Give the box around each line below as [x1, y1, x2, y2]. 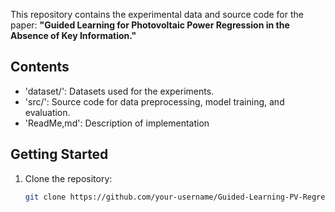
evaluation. [24, 106, 71, 118]
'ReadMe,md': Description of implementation [24, 117, 210, 129]
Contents [10, 59, 70, 76]
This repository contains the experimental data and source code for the [10, 9, 304, 20]
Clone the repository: [24, 172, 113, 184]
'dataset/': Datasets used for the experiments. [24, 85, 215, 97]
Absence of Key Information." [10, 30, 137, 41]
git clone [24, 192, 67, 202]
